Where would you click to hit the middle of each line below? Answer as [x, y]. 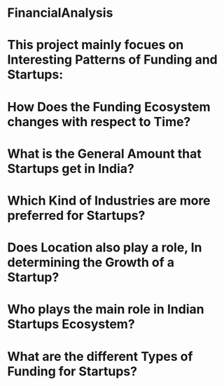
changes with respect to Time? [99, 122]
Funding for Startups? [72, 371]
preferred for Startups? [76, 215]
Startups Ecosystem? [71, 324]
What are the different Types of [100, 356]
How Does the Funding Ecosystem [109, 107]
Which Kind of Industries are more [109, 200]
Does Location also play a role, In [105, 248]
